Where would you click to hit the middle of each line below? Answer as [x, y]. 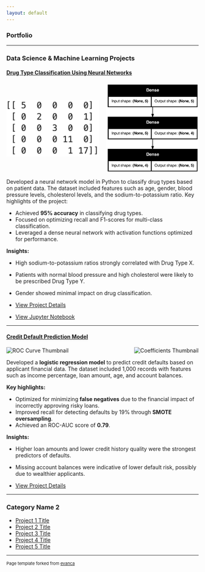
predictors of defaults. [43, 455]
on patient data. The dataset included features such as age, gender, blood [99, 188]
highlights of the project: [37, 201]
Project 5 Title [33, 546]
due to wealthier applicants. [50, 473]
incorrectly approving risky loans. [57, 405]
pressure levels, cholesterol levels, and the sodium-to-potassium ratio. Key [100, 195]
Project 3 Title [33, 533]
